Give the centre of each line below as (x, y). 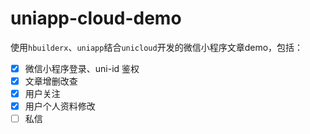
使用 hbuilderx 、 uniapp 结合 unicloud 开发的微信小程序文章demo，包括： (157, 47)
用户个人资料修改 (60, 106)
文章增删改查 (51, 81)
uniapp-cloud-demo (96, 18)
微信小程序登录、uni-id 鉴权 (82, 68)
